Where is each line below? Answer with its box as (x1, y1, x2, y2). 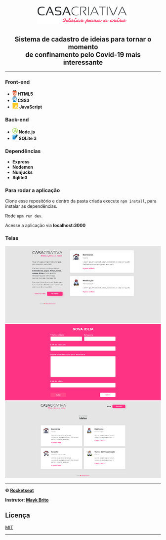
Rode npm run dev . (5, 213, 43, 219)
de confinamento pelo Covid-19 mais (25, 50, 141, 59)
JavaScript (19, 104, 42, 110)
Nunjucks (12, 169, 33, 175)
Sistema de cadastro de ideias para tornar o (14, 35, 152, 43)
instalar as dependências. (5, 203, 58, 209)
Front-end (5, 78, 30, 85)
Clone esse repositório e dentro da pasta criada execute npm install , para (5, 198, 157, 204)
